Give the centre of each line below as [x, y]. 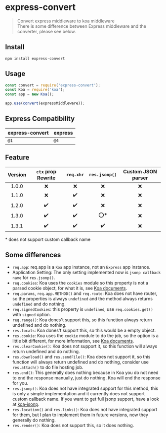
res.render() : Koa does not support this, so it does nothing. [73, 425]
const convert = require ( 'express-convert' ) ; [53, 85]
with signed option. [31, 314]
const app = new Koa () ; [30, 94]
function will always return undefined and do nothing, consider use [81, 362]
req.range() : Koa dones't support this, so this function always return [82, 320]
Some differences [33, 255]
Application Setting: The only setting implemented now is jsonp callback [86, 272]
